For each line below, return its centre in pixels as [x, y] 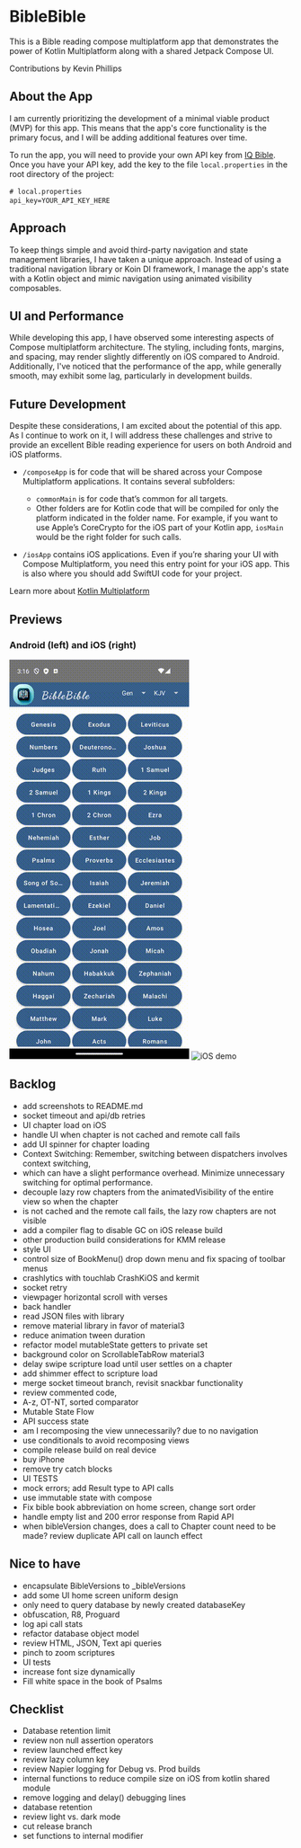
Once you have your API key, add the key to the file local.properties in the [149, 164]
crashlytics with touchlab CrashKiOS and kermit [111, 1277]
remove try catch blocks [67, 1469]
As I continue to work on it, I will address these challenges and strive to [141, 435]
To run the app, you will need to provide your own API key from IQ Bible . [142, 155]
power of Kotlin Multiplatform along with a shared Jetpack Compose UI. [142, 50]
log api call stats [53, 1623]
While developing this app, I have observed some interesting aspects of [142, 338]
